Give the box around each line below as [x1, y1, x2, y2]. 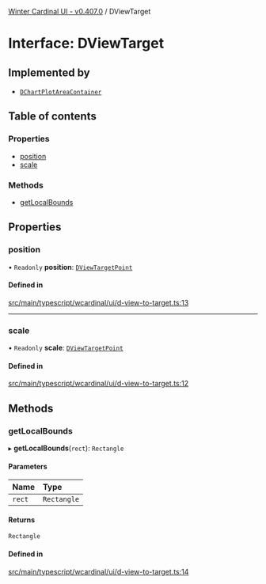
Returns [8, 514, 36, 525]
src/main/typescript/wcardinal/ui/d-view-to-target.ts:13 [8, 298, 189, 307]
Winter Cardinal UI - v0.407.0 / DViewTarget [8, 7, 151, 16]
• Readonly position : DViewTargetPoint [8, 262, 133, 271]
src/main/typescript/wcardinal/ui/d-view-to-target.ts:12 [8, 379, 188, 389]
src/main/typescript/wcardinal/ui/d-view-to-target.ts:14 [8, 567, 189, 576]
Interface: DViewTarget [8, 35, 165, 52]
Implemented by [8, 66, 90, 79]
